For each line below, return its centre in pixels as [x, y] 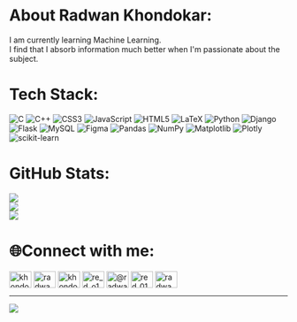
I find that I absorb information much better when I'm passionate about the [145, 49]
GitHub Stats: [60, 174]
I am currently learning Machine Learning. [85, 40]
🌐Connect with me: [82, 251]
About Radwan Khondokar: [110, 15]
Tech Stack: [54, 95]
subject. [24, 58]
